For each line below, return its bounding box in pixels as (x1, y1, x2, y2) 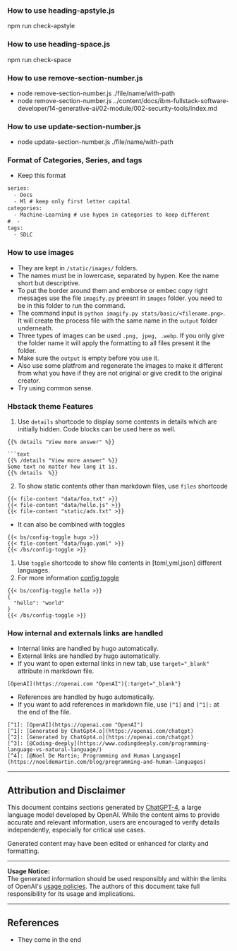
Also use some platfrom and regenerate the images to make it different (17, 361, 224, 369)
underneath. (17, 323, 54, 332)
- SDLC (13, 231, 33, 238)
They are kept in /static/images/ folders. (17, 263, 138, 272)
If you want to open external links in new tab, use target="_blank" (17, 659, 209, 668)
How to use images (7, 248, 74, 258)
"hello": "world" (13, 599, 65, 607)
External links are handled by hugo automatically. (17, 652, 161, 660)
